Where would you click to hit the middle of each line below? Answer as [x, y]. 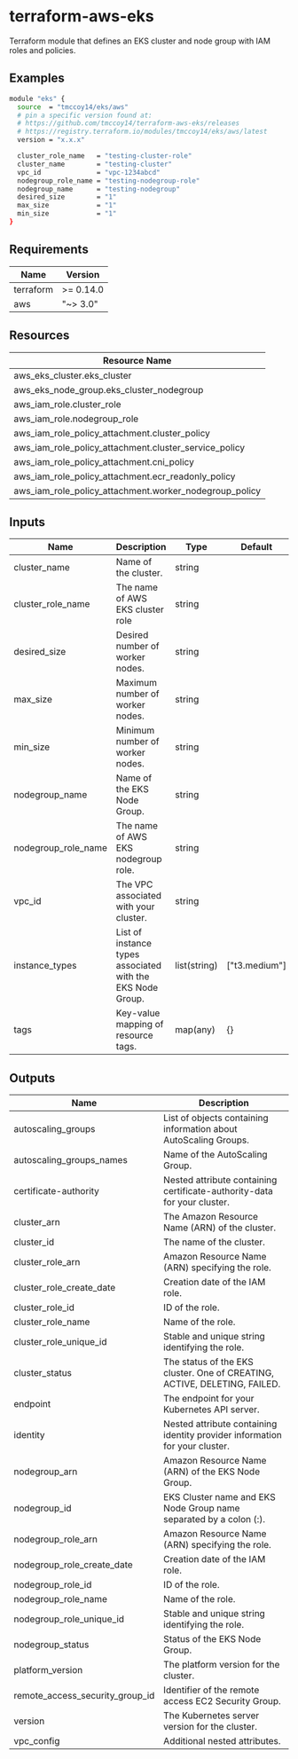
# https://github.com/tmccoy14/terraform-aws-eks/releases [129, 123]
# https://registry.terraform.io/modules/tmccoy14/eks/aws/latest [142, 132]
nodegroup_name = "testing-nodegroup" [98, 189]
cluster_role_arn [47, 1262]
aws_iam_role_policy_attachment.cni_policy [104, 461]
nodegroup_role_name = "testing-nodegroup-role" [109, 181]
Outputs [32, 1078]
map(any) [195, 1030]
